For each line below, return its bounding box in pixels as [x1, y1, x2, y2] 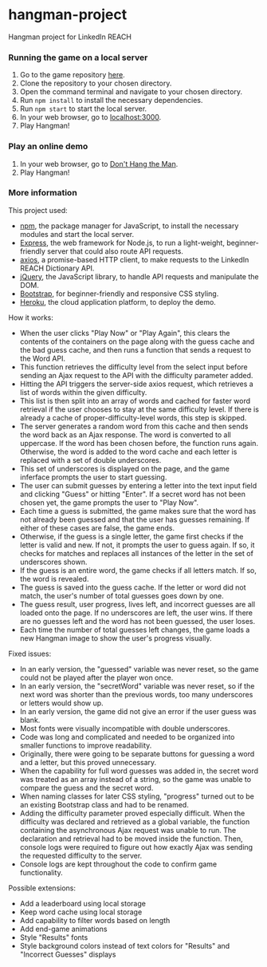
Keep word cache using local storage [19, 907, 143, 917]
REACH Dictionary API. [19, 263, 95, 273]
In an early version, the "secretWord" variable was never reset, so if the [19, 681, 255, 691]
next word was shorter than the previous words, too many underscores [19, 689, 253, 699]
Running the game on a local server [8, 52, 148, 63]
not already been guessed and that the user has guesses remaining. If [19, 515, 250, 524]
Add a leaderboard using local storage [19, 898, 146, 908]
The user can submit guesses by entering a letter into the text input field [19, 480, 257, 490]
